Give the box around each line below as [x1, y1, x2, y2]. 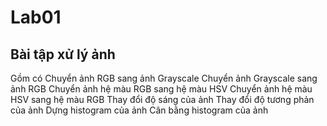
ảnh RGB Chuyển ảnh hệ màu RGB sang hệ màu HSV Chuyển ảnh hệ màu [10, 83, 313, 95]
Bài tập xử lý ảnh [10, 46, 116, 63]
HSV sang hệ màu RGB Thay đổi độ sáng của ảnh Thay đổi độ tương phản [10, 94, 315, 105]
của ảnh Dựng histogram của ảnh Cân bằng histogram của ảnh [10, 104, 269, 116]
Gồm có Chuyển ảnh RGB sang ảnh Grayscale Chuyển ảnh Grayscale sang [10, 72, 318, 84]
